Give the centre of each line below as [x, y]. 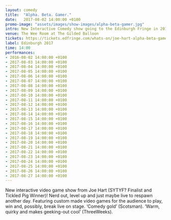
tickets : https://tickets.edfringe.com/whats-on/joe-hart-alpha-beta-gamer [87, 39]
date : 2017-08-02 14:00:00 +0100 [43, 19]
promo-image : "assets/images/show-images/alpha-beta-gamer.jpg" [75, 24]
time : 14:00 [18, 48]
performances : [20, 52]
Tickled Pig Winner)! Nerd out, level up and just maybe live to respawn [79, 196]
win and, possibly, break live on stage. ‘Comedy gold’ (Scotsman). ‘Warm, [83, 206]
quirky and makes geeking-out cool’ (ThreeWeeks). [59, 212]
